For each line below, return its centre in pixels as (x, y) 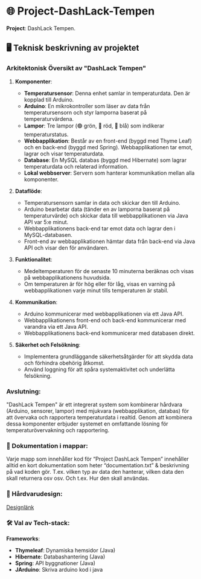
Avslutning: (24, 391)
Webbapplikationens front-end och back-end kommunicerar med (105, 320)
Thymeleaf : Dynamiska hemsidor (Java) (65, 550)
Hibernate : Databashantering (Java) (60, 557)
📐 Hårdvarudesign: (34, 494)
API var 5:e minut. (46, 222)
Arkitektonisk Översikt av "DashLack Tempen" (76, 68)
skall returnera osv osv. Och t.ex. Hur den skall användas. (78, 478)
